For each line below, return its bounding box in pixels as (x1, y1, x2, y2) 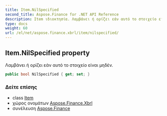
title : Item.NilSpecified (5, 7, 59, 12)
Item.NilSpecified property (5, 49, 90, 57)
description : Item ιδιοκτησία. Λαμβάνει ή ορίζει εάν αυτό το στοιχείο (5, 16, 157, 21)
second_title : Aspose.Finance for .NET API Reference (5, 12, 119, 17)
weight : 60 (5, 26, 28, 31)
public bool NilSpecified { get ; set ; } (5, 72, 90, 77)
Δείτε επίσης (5, 83, 37, 90)
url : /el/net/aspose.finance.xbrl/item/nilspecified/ (5, 30, 119, 35)
